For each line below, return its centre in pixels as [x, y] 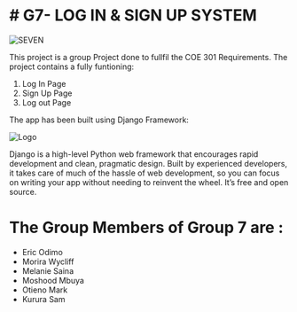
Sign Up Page [47, 93]
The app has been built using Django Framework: [99, 120]
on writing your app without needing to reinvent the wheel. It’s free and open [149, 182]
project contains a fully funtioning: [72, 66]
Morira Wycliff [48, 261]
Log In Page [44, 83]
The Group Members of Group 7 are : [146, 228]
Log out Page [47, 102]
